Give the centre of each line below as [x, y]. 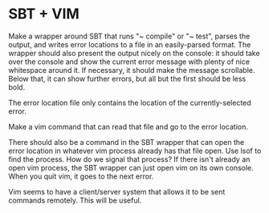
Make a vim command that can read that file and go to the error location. [128, 127]
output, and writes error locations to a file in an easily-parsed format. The [130, 44]
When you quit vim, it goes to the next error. [81, 176]
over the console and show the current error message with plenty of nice [129, 62]
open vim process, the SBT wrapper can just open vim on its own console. [131, 167]
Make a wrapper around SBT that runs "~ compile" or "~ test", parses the [129, 36]
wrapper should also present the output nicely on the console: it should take [134, 53]
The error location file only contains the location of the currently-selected [130, 102]
